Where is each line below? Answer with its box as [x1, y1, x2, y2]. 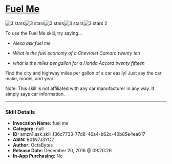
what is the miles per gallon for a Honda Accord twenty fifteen [12, 60, 145, 66]
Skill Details [5, 108, 35, 116]
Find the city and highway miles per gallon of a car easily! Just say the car [5, 70, 162, 76]
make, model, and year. [5, 75, 55, 81]
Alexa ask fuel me [12, 40, 51, 46]
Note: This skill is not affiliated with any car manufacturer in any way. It [5, 85, 155, 92]
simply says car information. [5, 90, 65, 97]
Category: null [12, 125, 44, 132]
